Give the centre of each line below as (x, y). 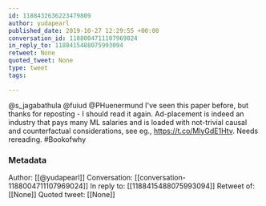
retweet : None (32, 53)
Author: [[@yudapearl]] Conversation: (71, 177)
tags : (17, 75)
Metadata (27, 160)
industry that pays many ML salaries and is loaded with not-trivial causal (128, 122)
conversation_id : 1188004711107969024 (73, 38)
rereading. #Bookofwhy (47, 139)
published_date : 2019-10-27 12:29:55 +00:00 (84, 30)
